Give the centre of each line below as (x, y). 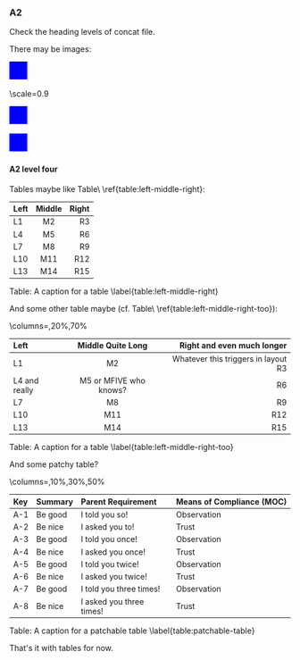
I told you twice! (110, 564)
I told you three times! (121, 589)
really (23, 389)
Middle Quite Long (112, 346)
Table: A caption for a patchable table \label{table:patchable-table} (132, 631)
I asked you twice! (114, 576)
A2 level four (33, 169)
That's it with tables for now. (62, 648)
